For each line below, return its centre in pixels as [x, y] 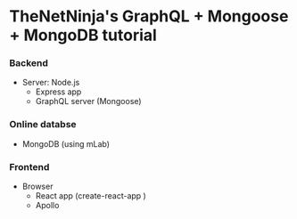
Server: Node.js [51, 83]
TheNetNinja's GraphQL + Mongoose [149, 16]
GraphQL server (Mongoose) [88, 101]
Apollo [47, 206]
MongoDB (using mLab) [66, 143]
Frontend [29, 166]
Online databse [43, 125]
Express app [58, 92]
